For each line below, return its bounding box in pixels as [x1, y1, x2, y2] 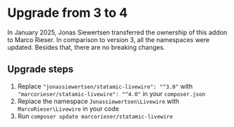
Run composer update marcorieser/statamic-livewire [17, 112, 173, 120]
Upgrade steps [7, 63, 74, 75]
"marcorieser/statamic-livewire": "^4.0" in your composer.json [17, 89, 206, 98]
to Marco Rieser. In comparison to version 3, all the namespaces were [7, 35, 210, 44]
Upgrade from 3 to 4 [7, 5, 128, 21]
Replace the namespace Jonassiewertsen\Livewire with [17, 97, 180, 105]
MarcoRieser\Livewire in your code [17, 104, 120, 113]
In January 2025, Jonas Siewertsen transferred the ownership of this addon [7, 28, 228, 36]
